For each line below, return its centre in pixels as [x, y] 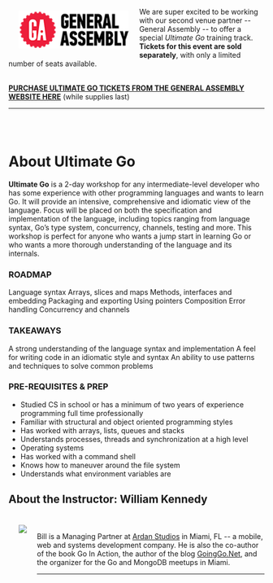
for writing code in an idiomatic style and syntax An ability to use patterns [132, 357]
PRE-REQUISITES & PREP [58, 387]
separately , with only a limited [190, 55]
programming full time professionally [82, 413]
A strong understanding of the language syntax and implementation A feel [132, 348]
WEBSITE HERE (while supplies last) [69, 96]
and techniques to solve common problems [81, 366]
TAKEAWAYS [35, 331]
